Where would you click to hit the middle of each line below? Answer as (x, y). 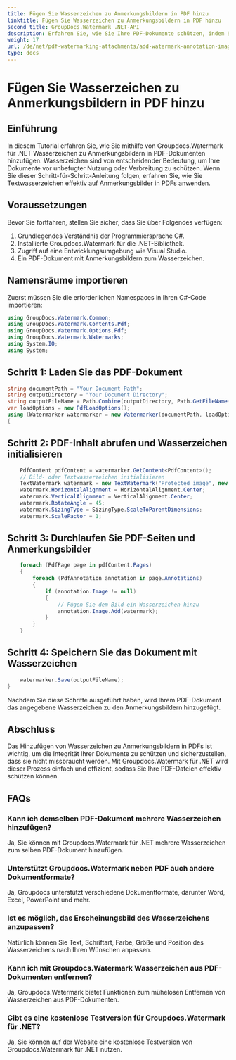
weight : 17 (23, 40)
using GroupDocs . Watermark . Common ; (59, 317)
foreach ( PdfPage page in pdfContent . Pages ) (86, 565)
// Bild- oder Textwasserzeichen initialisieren (92, 477)
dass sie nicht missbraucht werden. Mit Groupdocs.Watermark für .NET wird (118, 762)
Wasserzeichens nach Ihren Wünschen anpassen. (80, 949)
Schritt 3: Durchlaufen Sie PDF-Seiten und (101, 538)
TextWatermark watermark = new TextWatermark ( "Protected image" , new (124, 484)
